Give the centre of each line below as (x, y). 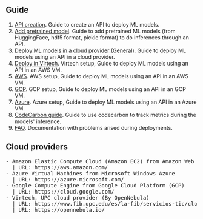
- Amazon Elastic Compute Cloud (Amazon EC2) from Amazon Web (100, 161)
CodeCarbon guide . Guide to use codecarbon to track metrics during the (105, 115)
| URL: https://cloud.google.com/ (63, 191)
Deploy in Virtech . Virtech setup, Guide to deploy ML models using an (101, 63)
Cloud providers (37, 147)
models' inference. (38, 121)
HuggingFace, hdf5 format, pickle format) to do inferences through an (101, 37)
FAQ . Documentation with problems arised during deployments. (94, 127)
